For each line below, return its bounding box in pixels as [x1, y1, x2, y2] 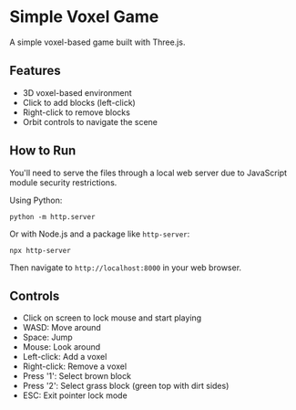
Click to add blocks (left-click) [22, 97, 137, 108]
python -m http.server [9, 212, 96, 221]
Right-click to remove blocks [22, 107, 130, 118]
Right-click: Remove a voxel [22, 361, 128, 372]
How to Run [9, 143, 77, 159]
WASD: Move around [22, 322, 102, 333]
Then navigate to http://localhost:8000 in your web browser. [9, 262, 242, 273]
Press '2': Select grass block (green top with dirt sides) [22, 381, 230, 392]
